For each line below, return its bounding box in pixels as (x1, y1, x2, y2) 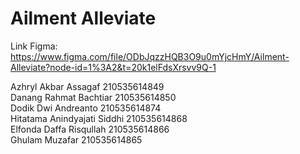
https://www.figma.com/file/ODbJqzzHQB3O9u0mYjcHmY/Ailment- (10, 50, 290, 62)
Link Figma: (10, 40, 58, 52)
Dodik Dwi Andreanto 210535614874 (10, 102, 162, 114)
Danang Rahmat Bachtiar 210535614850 (10, 91, 177, 103)
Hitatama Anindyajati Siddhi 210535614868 (10, 112, 188, 124)
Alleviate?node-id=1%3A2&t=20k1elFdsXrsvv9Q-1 (10, 61, 217, 73)
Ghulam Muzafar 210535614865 (10, 133, 143, 146)
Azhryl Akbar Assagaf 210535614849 (10, 80, 165, 92)
